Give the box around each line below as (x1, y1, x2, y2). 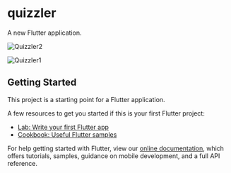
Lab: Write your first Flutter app (17, 123, 109, 131)
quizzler (7, 5, 57, 21)
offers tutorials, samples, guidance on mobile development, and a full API (7, 151, 220, 160)
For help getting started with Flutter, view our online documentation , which (7, 144, 225, 152)
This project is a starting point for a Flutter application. (7, 95, 165, 104)
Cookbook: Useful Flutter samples (17, 130, 117, 139)
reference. (7, 159, 37, 167)
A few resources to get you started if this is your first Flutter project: (7, 108, 205, 118)
